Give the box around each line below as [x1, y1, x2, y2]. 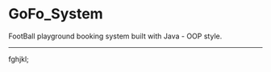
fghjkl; [8, 54, 30, 64]
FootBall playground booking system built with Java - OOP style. [8, 31, 223, 41]
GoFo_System [8, 5, 103, 23]
